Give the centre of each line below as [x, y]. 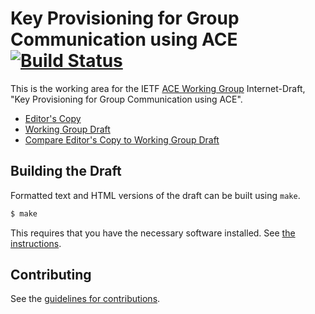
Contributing [51, 275]
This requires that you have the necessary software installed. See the [153, 233]
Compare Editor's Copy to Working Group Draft [122, 139]
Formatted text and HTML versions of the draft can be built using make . [155, 195]
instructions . [36, 243]
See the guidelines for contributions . [85, 299]
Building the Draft [66, 171]
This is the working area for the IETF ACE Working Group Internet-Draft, [158, 88]
